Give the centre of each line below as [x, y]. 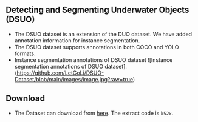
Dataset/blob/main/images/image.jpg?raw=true [73, 79]
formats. [25, 53]
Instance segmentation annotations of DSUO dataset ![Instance [94, 59]
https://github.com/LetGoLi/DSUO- [60, 73]
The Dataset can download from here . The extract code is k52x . [94, 113]
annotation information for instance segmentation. [77, 40]
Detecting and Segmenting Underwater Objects [97, 10]
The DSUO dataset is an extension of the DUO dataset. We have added [103, 34]
